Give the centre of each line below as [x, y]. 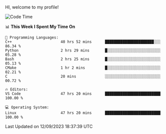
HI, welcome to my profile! [32, 7]
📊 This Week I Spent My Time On [40, 26]
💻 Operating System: [27, 107]
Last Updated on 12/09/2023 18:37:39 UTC [49, 126]
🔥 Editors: [17, 89]
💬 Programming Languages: [32, 38]
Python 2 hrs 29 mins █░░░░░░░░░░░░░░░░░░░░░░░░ [83, 50]
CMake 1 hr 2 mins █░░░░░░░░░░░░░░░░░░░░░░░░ [83, 68]
